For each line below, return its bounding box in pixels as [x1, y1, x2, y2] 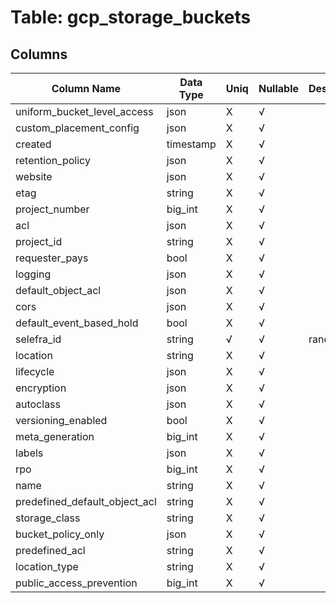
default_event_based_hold [15, 316, 139, 330]
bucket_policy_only [15, 527, 105, 541]
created [15, 137, 52, 151]
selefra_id [15, 332, 62, 346]
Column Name [51, 82, 122, 95]
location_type [15, 560, 79, 573]
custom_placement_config [15, 121, 140, 135]
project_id [15, 235, 63, 248]
